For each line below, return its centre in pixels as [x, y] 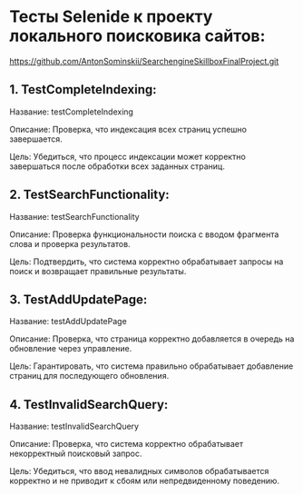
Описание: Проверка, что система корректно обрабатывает [127, 444]
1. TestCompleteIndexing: [83, 89]
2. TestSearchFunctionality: [89, 195]
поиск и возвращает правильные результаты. [98, 271]
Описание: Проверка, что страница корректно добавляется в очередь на [152, 339]
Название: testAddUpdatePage [68, 322]
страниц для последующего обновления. [89, 376]
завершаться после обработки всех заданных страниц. [117, 166]
